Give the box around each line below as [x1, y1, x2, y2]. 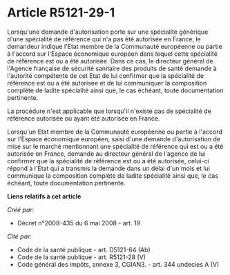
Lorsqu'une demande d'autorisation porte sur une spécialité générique [7, 28, 209, 36]
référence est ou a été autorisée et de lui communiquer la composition [7, 79, 207, 87]
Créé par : [7, 205, 35, 214]
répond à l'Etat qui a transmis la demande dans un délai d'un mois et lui [7, 164, 211, 172]
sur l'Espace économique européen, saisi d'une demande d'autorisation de [7, 134, 221, 143]
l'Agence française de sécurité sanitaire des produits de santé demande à [7, 64, 217, 72]
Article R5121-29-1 [7, 5, 115, 21]
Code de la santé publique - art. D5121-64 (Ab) [17, 245, 151, 254]
